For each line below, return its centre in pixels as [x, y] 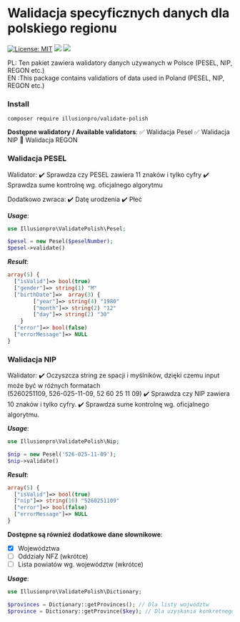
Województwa [39, 548]
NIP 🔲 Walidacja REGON [42, 140]
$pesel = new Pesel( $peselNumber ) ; [60, 241]
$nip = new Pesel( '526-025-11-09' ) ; [62, 454]
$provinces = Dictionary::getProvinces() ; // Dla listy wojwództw [108, 605]
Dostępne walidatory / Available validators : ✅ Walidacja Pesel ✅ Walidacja [119, 132]
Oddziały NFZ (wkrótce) [53, 556]
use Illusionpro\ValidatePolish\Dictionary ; [75, 592]
